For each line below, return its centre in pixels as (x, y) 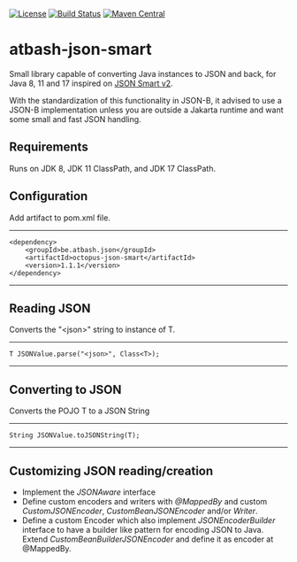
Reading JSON (50, 308)
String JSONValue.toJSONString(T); (75, 435)
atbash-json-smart (80, 50)
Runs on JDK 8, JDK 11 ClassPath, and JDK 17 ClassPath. (113, 168)
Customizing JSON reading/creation (111, 470)
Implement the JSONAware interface (89, 492)
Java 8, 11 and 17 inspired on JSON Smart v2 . (91, 83)
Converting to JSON (65, 389)
